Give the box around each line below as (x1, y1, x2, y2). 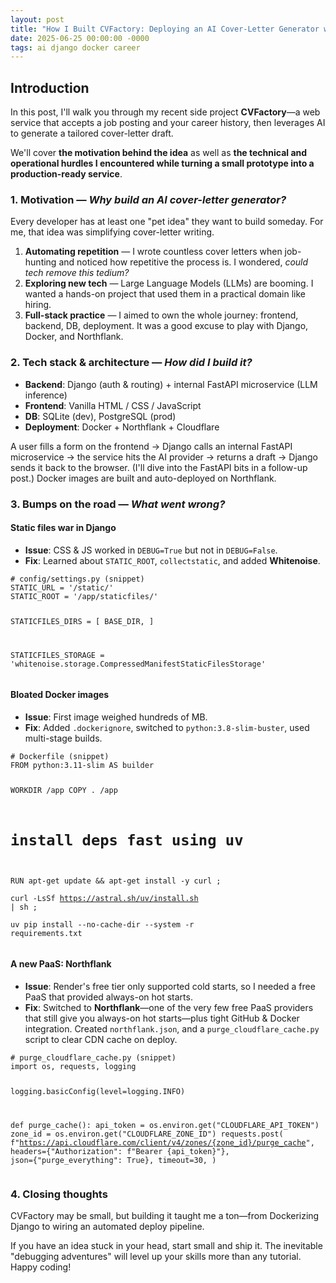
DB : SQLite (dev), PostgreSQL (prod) (24, 410, 177, 422)
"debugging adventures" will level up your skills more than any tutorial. (10, 1251, 302, 1263)
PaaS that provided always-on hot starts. (24, 991, 193, 1003)
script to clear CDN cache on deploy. (24, 1034, 178, 1045)
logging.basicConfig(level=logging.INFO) (10, 1086, 186, 1096)
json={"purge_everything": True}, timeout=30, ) (10, 1155, 217, 1165)
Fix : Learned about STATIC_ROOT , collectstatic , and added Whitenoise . (24, 554, 321, 566)
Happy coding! (10, 1261, 72, 1273)
